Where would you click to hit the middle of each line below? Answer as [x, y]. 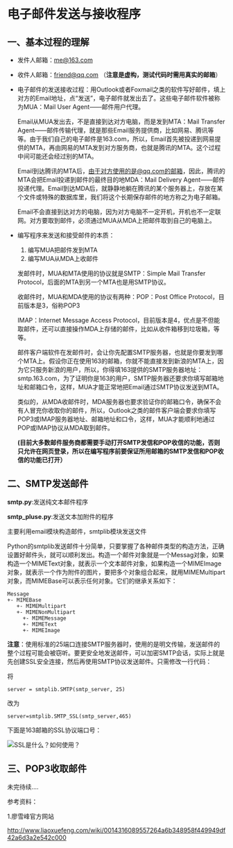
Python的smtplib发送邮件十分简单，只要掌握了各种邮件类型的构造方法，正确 [116, 546]
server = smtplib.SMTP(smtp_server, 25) [67, 689]
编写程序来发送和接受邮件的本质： [66, 235]
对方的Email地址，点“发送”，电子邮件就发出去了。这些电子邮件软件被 [116, 98]
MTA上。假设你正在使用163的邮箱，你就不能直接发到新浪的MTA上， [121, 361]
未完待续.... [23, 787]
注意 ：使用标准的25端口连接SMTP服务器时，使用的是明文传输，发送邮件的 [114, 644]
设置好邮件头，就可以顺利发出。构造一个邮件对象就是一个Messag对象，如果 [116, 554]
